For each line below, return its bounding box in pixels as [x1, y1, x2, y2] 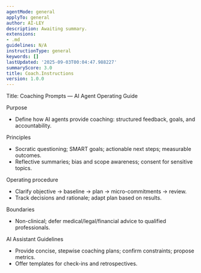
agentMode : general [6, 8, 55, 15]
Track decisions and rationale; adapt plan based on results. [14, 194, 162, 201]
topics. [14, 165, 32, 172]
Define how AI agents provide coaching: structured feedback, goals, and [14, 115, 196, 123]
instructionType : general [6, 48, 71, 54]
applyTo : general [6, 14, 50, 20]
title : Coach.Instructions [6, 70, 74, 76]
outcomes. [14, 152, 42, 159]
